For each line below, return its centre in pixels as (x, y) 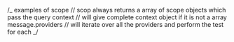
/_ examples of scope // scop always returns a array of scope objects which (117, 10)
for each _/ (23, 32)
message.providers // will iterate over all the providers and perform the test (116, 24)
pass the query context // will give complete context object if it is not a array (117, 17)
